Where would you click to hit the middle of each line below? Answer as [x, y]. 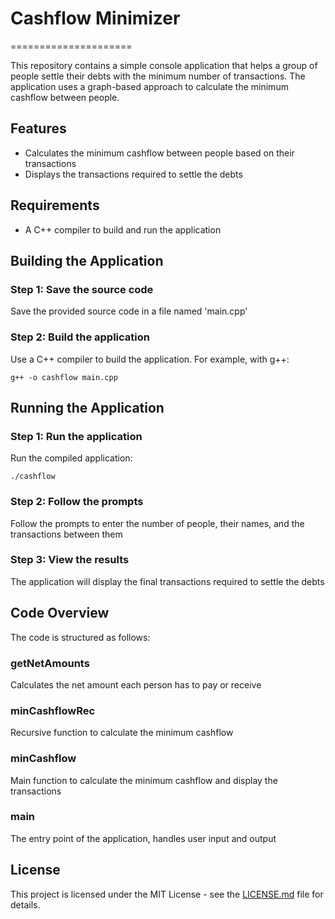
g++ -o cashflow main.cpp [64, 377]
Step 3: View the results [70, 560]
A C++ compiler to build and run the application [123, 229]
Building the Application [87, 260]
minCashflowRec [53, 710]
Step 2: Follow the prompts [77, 502]
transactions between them [66, 534]
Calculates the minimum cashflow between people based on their [159, 153]
